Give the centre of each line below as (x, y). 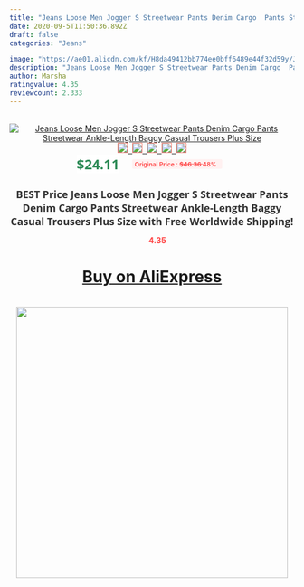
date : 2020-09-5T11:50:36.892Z (68, 26)
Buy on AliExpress (152, 277)
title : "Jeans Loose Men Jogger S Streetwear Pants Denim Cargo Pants (147, 18)
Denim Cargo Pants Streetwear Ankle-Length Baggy (152, 208)
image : (22, 60)
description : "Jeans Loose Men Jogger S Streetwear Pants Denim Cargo (145, 68)
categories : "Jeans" (48, 43)
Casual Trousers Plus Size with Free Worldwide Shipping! (152, 221)
